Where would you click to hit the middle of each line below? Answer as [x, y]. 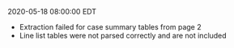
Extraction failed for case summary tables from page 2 [110, 27]
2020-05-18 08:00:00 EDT [52, 12]
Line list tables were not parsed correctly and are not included [123, 36]
